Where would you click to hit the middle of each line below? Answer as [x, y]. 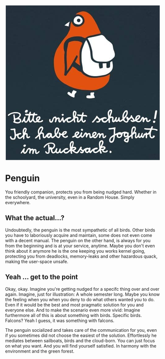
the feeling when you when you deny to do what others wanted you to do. [80, 299]
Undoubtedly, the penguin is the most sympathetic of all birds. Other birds [80, 230]
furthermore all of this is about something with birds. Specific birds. [73, 315]
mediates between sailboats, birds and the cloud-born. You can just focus [80, 340]
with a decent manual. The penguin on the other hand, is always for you [78, 240]
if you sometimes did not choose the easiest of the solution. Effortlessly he [81, 335]
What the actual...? [35, 218]
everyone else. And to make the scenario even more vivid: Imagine [73, 310]
